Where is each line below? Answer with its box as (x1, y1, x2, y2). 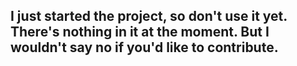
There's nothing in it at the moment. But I (10, 24, 270, 41)
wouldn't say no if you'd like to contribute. (10, 39, 279, 56)
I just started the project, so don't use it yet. (10, 8, 288, 25)
